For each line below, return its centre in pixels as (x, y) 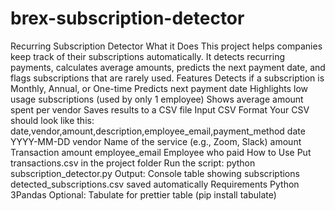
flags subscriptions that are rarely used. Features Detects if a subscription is (167, 78)
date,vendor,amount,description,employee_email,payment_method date (158, 131)
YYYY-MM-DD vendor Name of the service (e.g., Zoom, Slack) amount (156, 141)
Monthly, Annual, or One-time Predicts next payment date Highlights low (159, 88)
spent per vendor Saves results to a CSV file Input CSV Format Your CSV (160, 109)
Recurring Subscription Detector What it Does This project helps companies (166, 46)
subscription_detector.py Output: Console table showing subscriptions (155, 173)
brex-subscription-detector (127, 18)
